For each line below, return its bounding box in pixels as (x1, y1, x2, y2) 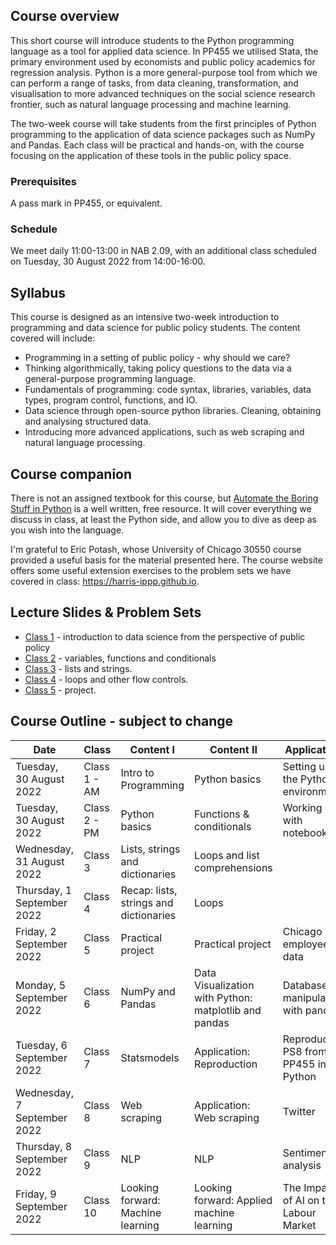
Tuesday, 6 (15, 1038, 68, 1052)
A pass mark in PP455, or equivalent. (10, 197, 163, 209)
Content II (209, 742, 258, 756)
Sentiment (282, 1145, 331, 1159)
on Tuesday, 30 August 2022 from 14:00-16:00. (10, 255, 206, 268)
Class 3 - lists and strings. (24, 662, 133, 674)
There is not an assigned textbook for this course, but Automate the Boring (10, 492, 319, 504)
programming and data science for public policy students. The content (10, 322, 301, 334)
